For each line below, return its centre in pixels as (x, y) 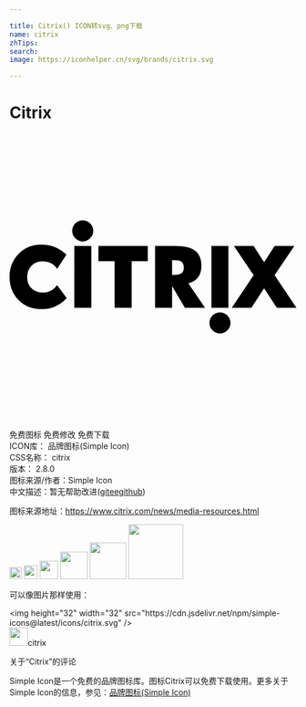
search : (24, 51)
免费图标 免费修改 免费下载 (60, 435)
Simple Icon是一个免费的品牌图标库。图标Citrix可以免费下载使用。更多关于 (149, 681)
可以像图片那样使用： (49, 595)
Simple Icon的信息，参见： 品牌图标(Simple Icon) (100, 692)
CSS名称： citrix (40, 458)
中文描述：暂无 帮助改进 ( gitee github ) (77, 492)
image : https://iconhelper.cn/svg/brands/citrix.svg (112, 60)
